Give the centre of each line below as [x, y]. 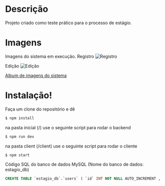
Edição [12, 66]
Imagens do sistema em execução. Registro [50, 56]
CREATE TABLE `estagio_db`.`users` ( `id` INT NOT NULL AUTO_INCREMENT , [83, 179]
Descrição [27, 9]
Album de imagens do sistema [36, 75]
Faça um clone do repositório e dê [40, 109]
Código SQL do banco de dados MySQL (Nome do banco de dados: [74, 164]
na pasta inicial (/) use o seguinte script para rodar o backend [68, 127]
